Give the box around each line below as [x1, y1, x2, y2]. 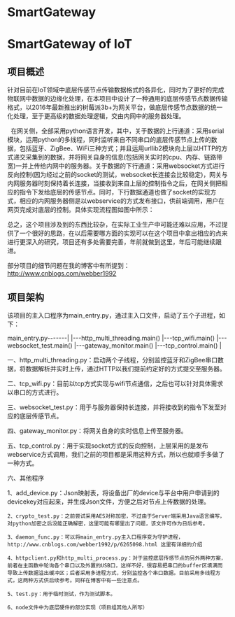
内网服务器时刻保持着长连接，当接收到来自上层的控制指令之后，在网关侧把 [7, 179, 222, 187]
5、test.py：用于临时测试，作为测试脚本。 [7, 590, 116, 597]
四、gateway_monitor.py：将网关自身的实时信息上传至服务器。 [7, 427, 187, 434]
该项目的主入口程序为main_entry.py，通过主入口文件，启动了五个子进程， [7, 311, 220, 319]
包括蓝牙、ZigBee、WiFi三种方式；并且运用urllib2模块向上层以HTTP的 [19, 144, 222, 153]
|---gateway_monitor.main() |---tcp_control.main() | [73, 341, 222, 350]
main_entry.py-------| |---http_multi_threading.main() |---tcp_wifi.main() [7, 334, 215, 342]
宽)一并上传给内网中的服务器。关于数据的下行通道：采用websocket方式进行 [7, 162, 225, 170]
